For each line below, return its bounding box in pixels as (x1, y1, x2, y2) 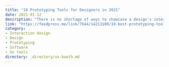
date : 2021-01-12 (5, 12, 42, 17)
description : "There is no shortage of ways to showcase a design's (5, 17, 152, 22)
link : (5, 21, 17, 27)
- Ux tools (5, 49, 28, 54)
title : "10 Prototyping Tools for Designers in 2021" (5, 7, 121, 13)
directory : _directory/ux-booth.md (5, 54, 80, 59)
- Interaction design (5, 31, 51, 36)
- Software (5, 45, 28, 50)
